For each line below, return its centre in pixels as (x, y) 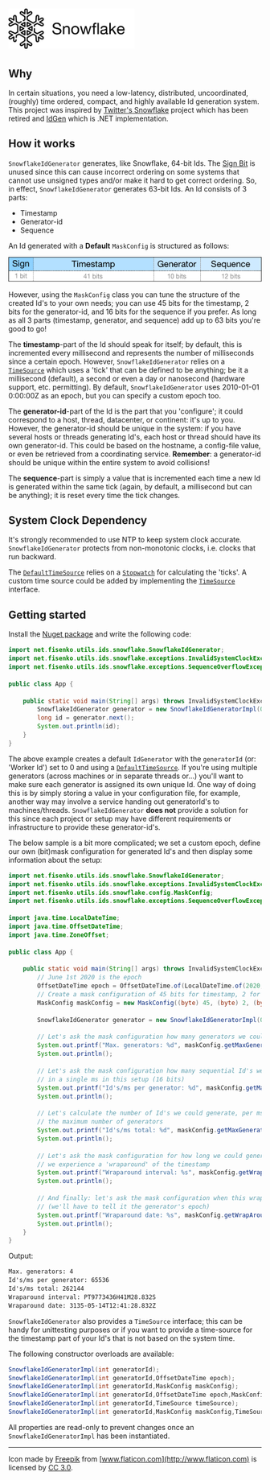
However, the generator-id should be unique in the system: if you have (125, 428)
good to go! (27, 328)
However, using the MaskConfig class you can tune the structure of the (124, 295)
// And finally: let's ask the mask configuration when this (142, 1198)
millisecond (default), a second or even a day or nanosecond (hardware (127, 378)
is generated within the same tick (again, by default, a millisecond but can (130, 486)
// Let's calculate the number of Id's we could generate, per (145, 1113)
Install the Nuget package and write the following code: (100, 634)
